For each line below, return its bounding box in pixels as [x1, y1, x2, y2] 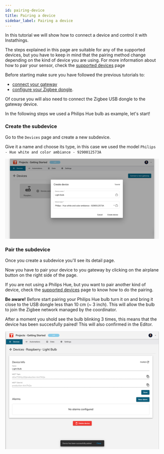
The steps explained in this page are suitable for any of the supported [5, 47, 145, 53]
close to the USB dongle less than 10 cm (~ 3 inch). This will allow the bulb [5, 301, 155, 307]
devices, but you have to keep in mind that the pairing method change [5, 52, 146, 58]
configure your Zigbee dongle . [12, 87, 74, 92]
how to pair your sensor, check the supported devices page [5, 63, 125, 68]
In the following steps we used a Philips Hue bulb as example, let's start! [5, 111, 150, 117]
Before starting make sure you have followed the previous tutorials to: [5, 72, 145, 78]
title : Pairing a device [5, 13, 56, 18]
